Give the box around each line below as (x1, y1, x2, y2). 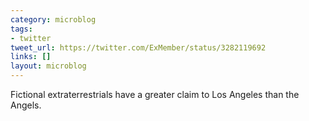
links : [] (10, 52, 52, 62)
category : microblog (10, 14, 97, 25)
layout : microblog (10, 61, 87, 71)
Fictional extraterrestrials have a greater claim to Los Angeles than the (10, 89, 300, 100)
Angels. (10, 99, 42, 111)
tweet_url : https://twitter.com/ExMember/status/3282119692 (10, 42, 267, 53)
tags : (10, 24, 33, 34)
